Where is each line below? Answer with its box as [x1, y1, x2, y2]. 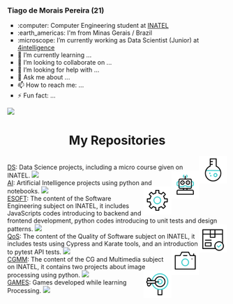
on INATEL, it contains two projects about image [7, 263, 146, 271]
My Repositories [68, 133, 166, 148]
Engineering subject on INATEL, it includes [7, 202, 130, 210]
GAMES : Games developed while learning [7, 278, 127, 287]
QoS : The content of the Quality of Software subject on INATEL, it [7, 232, 195, 241]
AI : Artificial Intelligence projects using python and [7, 179, 152, 187]
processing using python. [7, 271, 80, 280]
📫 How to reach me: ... [17, 81, 84, 89]
